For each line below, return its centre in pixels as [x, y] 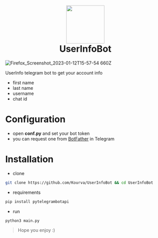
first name [23, 82]
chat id [20, 98]
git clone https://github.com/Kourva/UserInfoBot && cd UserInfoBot [79, 183]
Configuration [36, 120]
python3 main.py [22, 221]
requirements [26, 192]
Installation [29, 159]
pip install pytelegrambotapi [37, 201]
